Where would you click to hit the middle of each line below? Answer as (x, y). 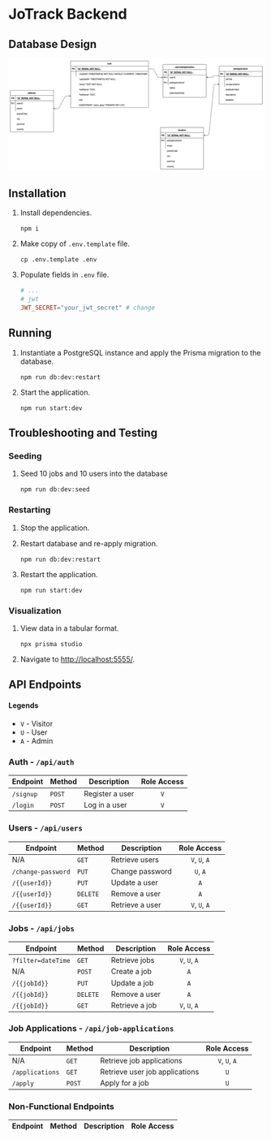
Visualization (35, 610)
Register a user (109, 793)
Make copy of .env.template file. (75, 244)
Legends (24, 705)
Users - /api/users (45, 828)
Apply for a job (125, 1083)
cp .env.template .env (58, 260)
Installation (37, 193)
